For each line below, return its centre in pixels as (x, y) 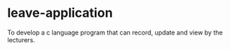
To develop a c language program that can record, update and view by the (115, 32)
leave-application (60, 13)
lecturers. (21, 39)
